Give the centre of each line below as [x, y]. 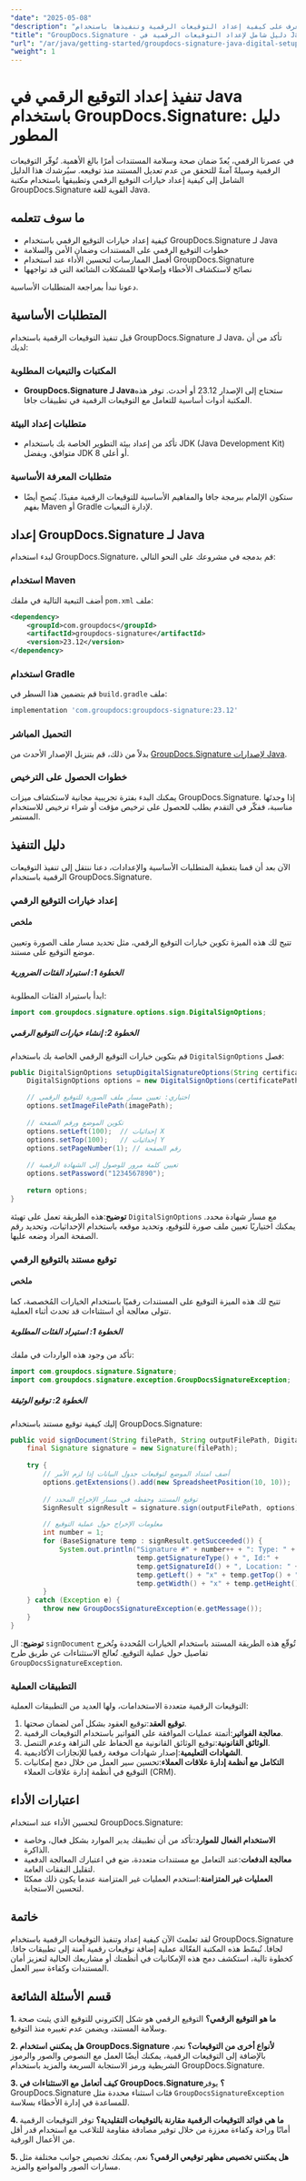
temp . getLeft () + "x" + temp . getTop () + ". [219, 1575]
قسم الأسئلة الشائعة [61, 1997]
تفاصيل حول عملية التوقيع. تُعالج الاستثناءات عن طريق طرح [109, 1652]
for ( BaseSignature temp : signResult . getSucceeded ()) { [153, 1541]
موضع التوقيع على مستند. [53, 951]
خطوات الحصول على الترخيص [69, 777]
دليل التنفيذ [38, 845]
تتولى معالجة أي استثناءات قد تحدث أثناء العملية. [91, 1311]
